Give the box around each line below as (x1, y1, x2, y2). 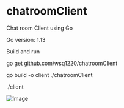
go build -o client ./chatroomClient (6, 71, 93, 78)
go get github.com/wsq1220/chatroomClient (6, 59, 118, 67)
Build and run (6, 47, 40, 55)
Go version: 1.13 (6, 36, 46, 43)
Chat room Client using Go (6, 24, 73, 32)
